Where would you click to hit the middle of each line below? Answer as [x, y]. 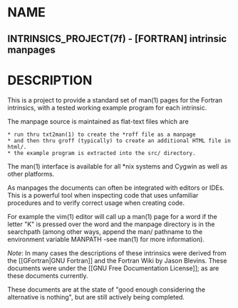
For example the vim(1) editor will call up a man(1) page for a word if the [112, 216]
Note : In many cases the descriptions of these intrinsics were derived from [117, 253]
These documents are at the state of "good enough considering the [106, 290]
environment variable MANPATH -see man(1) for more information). [106, 239]
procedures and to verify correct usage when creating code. [96, 203]
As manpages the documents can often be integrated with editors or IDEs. [116, 187]
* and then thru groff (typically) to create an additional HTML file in [119, 140]
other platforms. [31, 174]
